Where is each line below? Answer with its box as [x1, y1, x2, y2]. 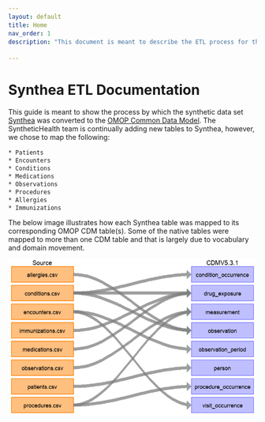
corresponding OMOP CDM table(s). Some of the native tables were [8, 226, 230, 236]
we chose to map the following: [8, 133, 110, 142]
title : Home [8, 21, 47, 29]
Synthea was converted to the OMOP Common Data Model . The [8, 115, 216, 126]
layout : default [8, 13, 62, 21]
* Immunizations [8, 204, 62, 213]
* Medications [8, 172, 55, 181]
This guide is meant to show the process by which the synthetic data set [8, 107, 244, 117]
